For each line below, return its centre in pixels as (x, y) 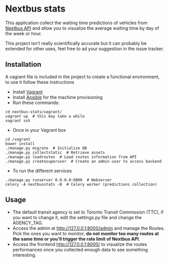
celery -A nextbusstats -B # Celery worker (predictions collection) (81, 184)
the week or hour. (24, 33)
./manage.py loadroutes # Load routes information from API (71, 157)
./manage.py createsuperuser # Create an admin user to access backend (83, 161)
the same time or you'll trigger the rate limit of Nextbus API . (76, 239)
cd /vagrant (18, 139)
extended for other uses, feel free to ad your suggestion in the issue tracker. (85, 48)
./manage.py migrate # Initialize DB (46, 148)
